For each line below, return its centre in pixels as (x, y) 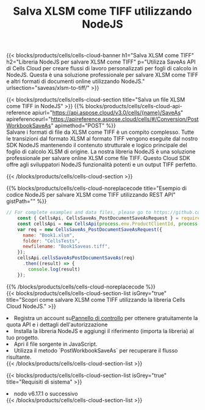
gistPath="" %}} (27, 201)
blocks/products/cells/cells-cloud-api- (134, 106)
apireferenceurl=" (29, 119)
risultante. (19, 357)
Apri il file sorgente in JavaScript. (56, 344)
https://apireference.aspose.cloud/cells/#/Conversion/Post (125, 119)
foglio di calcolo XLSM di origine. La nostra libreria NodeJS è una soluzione (101, 152)
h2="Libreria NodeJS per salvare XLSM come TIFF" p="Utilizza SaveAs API (101, 62)
